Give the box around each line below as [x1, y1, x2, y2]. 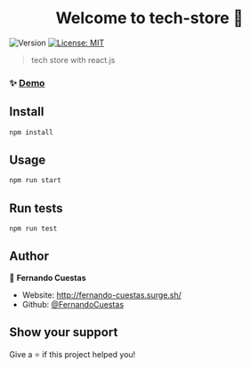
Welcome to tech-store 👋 [55, 8, 244, 28]
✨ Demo [9, 76, 45, 89]
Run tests [9, 200, 63, 216]
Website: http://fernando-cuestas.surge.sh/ [21, 289, 182, 300]
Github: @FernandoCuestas [21, 299, 125, 309]
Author [9, 249, 49, 264]
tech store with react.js [30, 54, 116, 65]
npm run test [9, 224, 58, 234]
